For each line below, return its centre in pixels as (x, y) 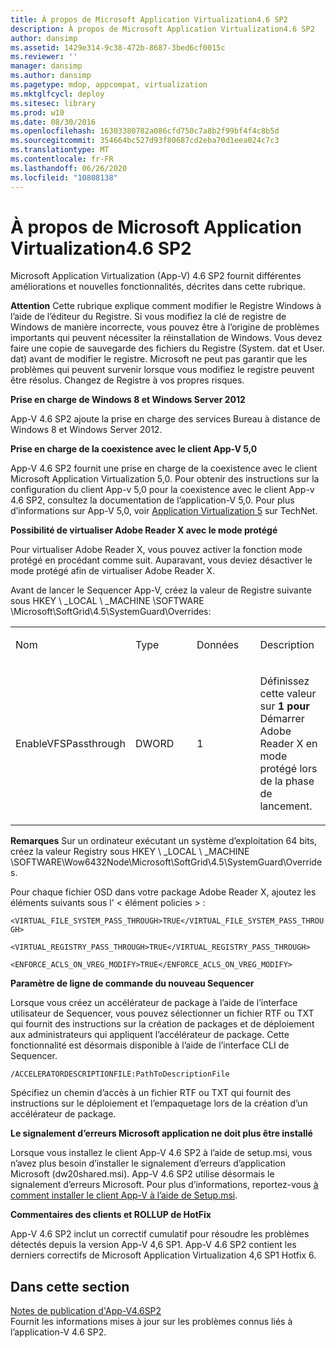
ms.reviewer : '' (44, 57)
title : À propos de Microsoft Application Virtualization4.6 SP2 (149, 19)
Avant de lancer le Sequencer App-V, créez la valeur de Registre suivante (161, 590)
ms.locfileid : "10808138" (64, 177)
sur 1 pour (284, 706)
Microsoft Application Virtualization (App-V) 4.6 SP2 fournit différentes (156, 276)
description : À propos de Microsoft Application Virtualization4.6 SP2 (162, 29)
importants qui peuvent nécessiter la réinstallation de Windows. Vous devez (166, 338)
